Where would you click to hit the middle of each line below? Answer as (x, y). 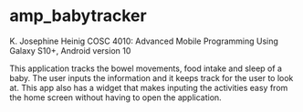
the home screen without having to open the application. (115, 97)
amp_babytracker (78, 16)
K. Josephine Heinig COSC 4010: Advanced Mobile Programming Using (144, 41)
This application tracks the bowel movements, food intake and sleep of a (146, 68)
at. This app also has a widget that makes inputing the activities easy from (149, 87)
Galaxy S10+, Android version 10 (70, 50)
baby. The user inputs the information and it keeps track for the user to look (151, 77)
